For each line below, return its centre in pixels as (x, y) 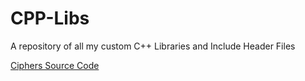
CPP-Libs (50, 18)
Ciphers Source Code (55, 65)
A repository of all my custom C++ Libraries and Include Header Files (153, 46)
